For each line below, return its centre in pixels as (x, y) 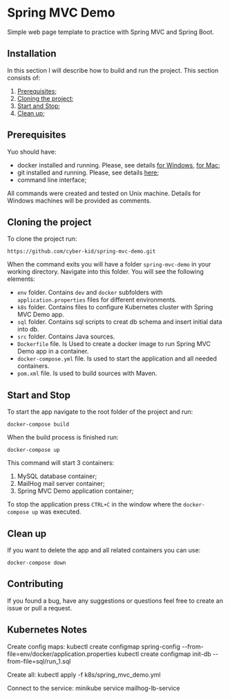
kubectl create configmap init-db (164, 654)
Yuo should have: (32, 152)
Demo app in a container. (53, 352)
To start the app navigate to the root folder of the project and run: (100, 412)
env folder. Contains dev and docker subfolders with (90, 293)
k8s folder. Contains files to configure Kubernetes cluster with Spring (115, 307)
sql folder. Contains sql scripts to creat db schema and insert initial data (119, 322)
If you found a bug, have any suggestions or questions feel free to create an (115, 601)
